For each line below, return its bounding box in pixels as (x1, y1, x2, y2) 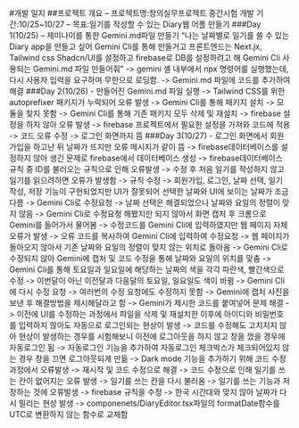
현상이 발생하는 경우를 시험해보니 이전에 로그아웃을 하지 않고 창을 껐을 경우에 (18, 331, 286, 342)
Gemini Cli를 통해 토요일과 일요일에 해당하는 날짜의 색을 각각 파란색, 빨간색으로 (9, 264, 285, 275)
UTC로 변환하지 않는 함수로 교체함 (9, 409, 129, 419)
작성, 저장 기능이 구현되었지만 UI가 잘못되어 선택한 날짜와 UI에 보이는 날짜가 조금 (9, 186, 289, 196)
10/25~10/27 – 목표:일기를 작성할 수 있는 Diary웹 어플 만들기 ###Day (18, 19, 262, 29)
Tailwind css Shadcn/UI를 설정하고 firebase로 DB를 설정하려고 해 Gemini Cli (9, 53, 281, 62)
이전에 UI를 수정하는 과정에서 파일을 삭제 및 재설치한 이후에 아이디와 (16, 309, 253, 319)
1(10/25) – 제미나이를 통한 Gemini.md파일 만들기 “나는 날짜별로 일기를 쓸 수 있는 (9, 30, 290, 40)
